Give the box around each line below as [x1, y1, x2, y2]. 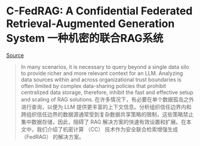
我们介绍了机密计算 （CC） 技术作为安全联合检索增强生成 [36, 126, 179, 133]
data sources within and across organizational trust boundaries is [20, 76, 182, 83]
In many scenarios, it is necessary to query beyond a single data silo [20, 63, 189, 70]
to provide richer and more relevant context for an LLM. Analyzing [20, 69, 183, 77]
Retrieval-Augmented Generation [6, 17, 175, 31]
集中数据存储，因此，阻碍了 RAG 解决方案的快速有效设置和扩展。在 [20, 118, 187, 125]
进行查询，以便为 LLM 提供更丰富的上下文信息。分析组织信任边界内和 [20, 103, 192, 110]
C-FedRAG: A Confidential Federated [6, 4, 193, 18]
